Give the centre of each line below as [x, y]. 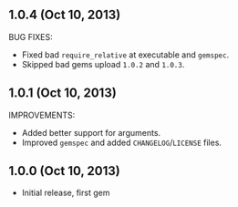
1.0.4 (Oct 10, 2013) [65, 15]
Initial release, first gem [66, 193]
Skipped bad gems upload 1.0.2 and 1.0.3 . [103, 64]
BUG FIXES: [31, 36]
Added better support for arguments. [91, 132]
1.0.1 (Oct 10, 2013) [63, 93]
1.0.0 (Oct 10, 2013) [64, 171]
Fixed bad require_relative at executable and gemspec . [125, 55]
